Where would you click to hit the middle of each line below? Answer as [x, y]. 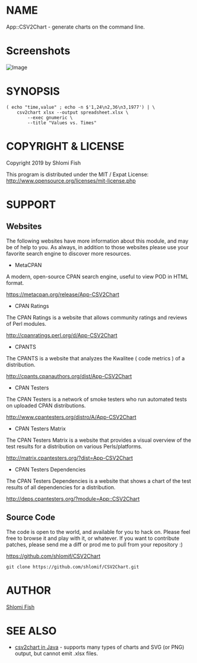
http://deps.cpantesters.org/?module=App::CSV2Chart [73, 499]
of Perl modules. [26, 323]
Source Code [31, 518]
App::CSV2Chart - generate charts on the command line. [76, 27]
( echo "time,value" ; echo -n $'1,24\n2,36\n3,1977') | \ [81, 107]
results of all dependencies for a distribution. [61, 487]
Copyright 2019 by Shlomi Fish [44, 163]
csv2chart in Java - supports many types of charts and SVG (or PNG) [99, 647]
